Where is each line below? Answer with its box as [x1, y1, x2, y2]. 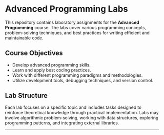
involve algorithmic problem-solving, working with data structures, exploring [5, 115, 159, 120]
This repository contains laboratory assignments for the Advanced [5, 19, 140, 25]
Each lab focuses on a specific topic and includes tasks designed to [5, 104, 142, 110]
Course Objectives [5, 49, 63, 57]
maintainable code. [5, 35, 44, 41]
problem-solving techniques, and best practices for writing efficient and [5, 30, 150, 35]
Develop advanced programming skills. [12, 62, 91, 67]
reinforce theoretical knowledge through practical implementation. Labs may [5, 109, 159, 115]
